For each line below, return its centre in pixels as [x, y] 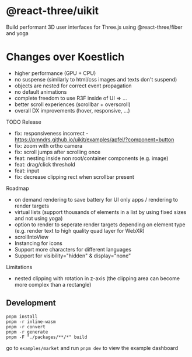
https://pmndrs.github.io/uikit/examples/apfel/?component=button [94, 140]
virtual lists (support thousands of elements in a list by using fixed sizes [100, 212]
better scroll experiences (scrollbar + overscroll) [72, 104]
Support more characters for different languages [73, 249]
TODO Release [24, 122]
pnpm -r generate [27, 332]
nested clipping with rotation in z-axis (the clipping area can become [97, 278]
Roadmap [18, 188]
